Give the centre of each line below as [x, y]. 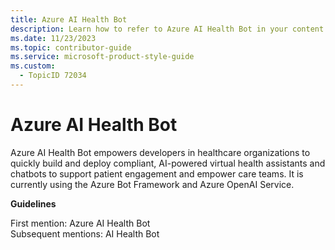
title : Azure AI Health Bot [69, 19]
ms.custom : [33, 66]
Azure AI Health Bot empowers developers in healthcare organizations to [160, 152]
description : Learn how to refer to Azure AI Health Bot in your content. [169, 29]
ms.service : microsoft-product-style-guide [102, 57]
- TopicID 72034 [53, 76]
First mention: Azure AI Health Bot [80, 223]
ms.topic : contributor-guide [71, 47]
